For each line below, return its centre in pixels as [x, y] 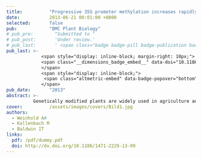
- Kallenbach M [31, 124]
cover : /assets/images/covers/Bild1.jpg [70, 107]
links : [14, 135]
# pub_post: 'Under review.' [51, 40]
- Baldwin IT [28, 129]
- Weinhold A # [29, 118]
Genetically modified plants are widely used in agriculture [111, 101]
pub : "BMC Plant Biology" [54, 29]
